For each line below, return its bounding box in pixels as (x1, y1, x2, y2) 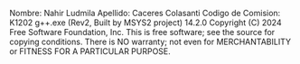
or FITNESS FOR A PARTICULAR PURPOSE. (9, 46, 172, 57)
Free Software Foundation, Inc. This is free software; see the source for (9, 27, 276, 37)
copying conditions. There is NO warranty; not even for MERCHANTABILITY (9, 36, 292, 47)
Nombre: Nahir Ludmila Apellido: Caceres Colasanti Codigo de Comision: (9, 8, 281, 18)
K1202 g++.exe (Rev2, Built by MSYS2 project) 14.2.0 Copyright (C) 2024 (9, 17, 282, 28)
